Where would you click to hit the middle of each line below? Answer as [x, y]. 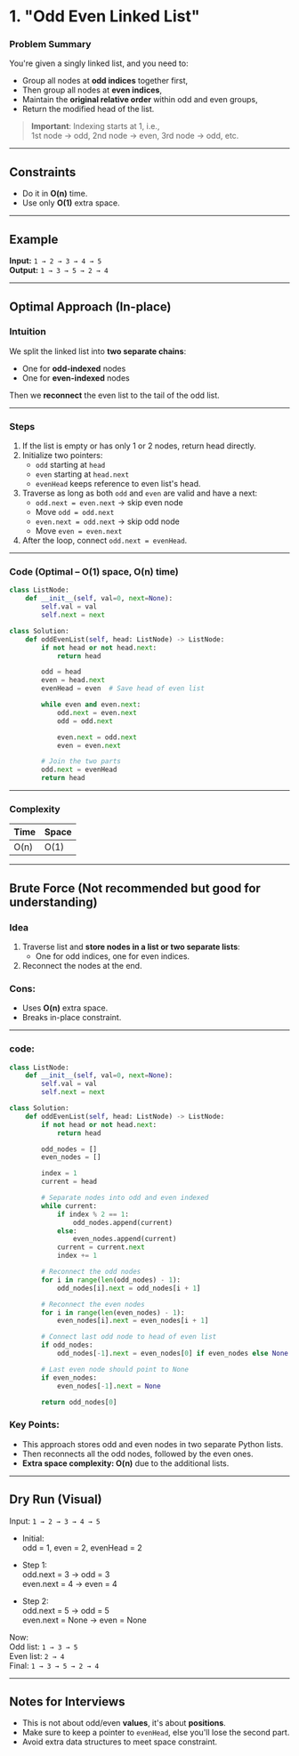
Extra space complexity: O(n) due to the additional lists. [125, 1463]
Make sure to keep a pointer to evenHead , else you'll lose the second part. [156, 1733]
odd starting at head [70, 465]
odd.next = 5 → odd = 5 [65, 1610]
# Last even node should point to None [115, 1369]
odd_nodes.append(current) [123, 1222]
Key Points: [34, 1425]
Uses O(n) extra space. [65, 1008]
